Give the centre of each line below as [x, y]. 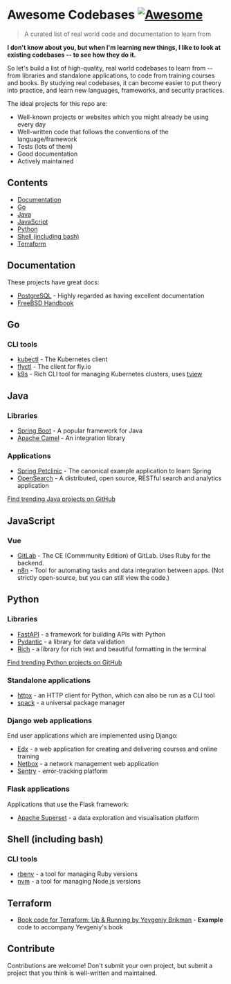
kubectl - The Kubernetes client [62, 359]
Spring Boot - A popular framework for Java [80, 430]
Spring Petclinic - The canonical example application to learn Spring [114, 471]
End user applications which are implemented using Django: [93, 736]
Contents [28, 183]
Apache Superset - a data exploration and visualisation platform [108, 817]
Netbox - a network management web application [88, 764]
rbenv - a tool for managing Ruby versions [77, 874]
